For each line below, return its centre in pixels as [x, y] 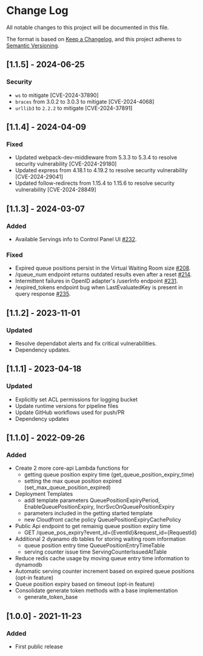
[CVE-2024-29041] [39, 177]
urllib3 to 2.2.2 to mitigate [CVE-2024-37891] [74, 108]
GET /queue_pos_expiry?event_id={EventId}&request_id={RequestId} [110, 533]
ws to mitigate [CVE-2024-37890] [57, 95]
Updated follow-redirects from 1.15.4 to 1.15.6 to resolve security [95, 183]
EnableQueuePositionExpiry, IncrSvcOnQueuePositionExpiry [99, 507]
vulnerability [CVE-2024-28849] [56, 190]
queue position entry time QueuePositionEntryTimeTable [95, 546]
